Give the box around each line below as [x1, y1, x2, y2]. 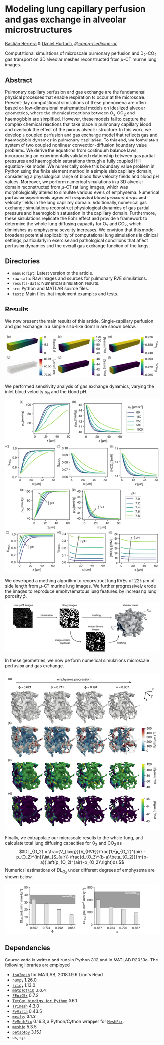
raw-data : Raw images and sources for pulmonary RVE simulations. [12, 275, 148, 281]
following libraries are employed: [5, 962, 71, 968]
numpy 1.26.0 [12, 977, 37, 983]
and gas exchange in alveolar [5, 14, 126, 25]
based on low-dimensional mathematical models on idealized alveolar [5, 105, 146, 111]
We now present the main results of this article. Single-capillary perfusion [5, 318, 154, 324]
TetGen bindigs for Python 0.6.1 [12, 997, 77, 1003]
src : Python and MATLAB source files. [12, 285, 89, 291]
